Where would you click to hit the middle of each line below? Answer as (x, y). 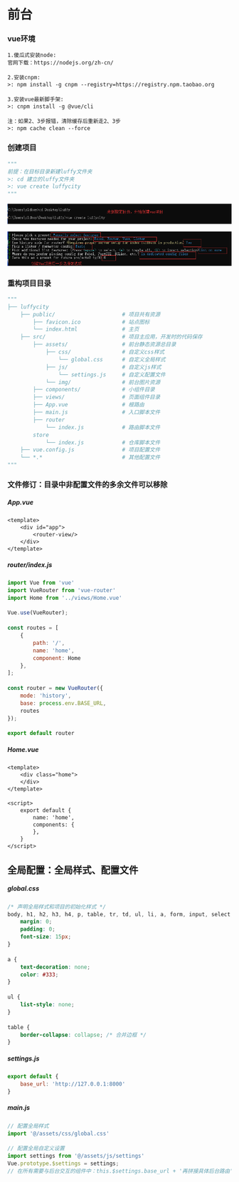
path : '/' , (49, 643)
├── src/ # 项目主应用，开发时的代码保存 (111, 337)
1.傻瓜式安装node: (32, 55)
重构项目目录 (30, 283)
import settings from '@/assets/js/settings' (76, 1156)
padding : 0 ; (38, 929)
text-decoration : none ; (55, 967)
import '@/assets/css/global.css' (59, 1133)
